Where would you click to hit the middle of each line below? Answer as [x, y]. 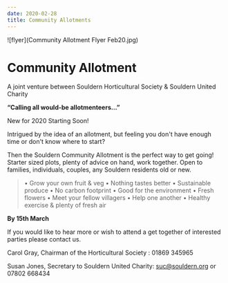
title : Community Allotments [49, 20]
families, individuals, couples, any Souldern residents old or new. [99, 170]
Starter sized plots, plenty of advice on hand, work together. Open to [105, 163]
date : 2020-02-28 [32, 13]
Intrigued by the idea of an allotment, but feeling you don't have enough [110, 134]
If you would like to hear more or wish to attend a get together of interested [114, 232]
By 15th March [28, 219]
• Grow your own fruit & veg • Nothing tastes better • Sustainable [117, 183]
